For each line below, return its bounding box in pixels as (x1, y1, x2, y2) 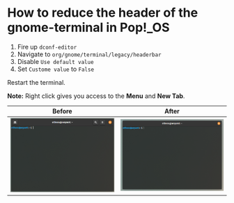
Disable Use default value (17, 57, 94, 65)
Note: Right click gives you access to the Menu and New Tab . (7, 92, 185, 100)
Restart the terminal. (7, 78, 66, 86)
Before (52, 107, 72, 115)
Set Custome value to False (17, 65, 95, 73)
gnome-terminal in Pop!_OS (7, 19, 170, 35)
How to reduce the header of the (7, 5, 198, 21)
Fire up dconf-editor (17, 42, 77, 51)
